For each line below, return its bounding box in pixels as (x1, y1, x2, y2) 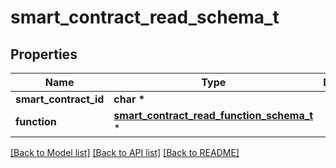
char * (113, 92, 146, 106)
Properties (10, 46, 78, 63)
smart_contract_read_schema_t (10, 6, 280, 29)
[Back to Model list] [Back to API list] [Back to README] (10, 147, 240, 158)
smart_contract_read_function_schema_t (113, 109, 314, 122)
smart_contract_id (15, 92, 105, 106)
